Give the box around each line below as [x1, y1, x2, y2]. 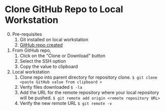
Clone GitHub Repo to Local [5, 4, 123, 15]
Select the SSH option [19, 58, 66, 64]
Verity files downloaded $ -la [19, 84, 82, 90]
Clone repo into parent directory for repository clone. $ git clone [19, 74, 157, 80]
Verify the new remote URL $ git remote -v [19, 100, 113, 106]
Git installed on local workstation [19, 36, 89, 43]
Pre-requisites [12, 31, 42, 37]
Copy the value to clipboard [19, 63, 78, 69]
